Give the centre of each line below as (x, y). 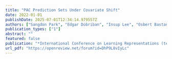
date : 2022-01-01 (24, 15)
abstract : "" (19, 34)
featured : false (23, 39)
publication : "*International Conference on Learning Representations (82, 44)
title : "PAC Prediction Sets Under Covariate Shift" (63, 10)
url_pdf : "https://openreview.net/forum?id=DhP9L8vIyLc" (67, 48)
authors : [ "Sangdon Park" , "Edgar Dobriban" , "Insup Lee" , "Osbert (79, 24)
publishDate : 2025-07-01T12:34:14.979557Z (51, 19)
